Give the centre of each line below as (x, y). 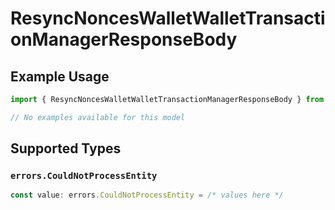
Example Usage (60, 76)
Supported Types (66, 148)
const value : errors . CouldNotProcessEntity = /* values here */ (147, 195)
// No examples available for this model (98, 117)
